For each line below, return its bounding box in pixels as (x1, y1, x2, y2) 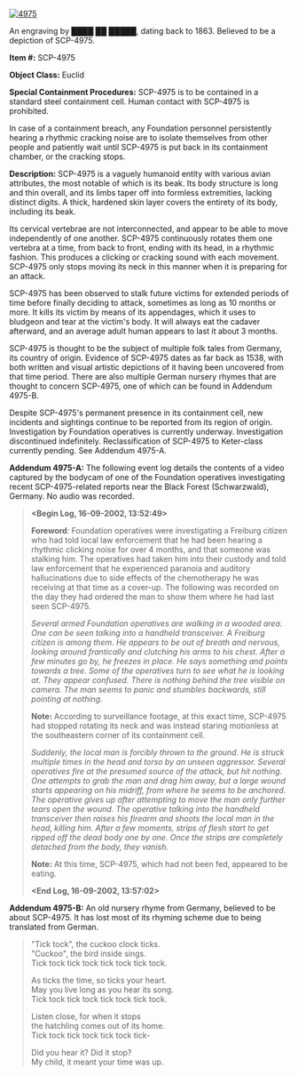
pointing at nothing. (30, 694, 104, 704)
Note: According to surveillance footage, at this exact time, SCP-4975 (30, 711, 286, 721)
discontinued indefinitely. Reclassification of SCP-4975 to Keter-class (9, 436, 263, 446)
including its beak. (9, 206, 76, 217)
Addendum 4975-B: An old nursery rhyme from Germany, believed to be (9, 903, 277, 913)
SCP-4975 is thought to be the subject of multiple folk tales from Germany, (9, 343, 282, 353)
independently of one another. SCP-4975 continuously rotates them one (9, 233, 273, 244)
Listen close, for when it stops (30, 1011, 142, 1022)
